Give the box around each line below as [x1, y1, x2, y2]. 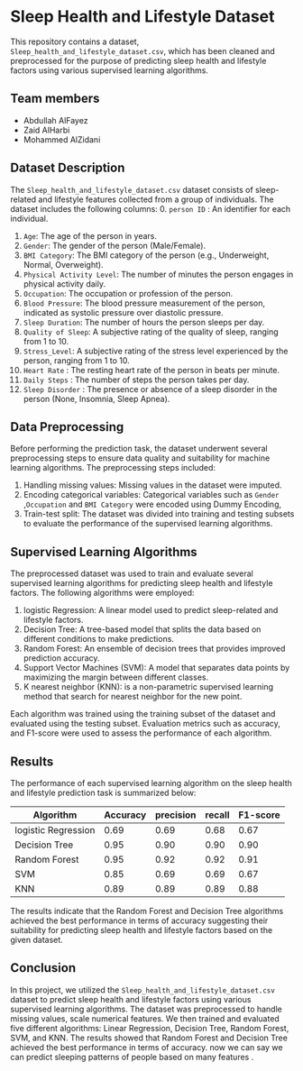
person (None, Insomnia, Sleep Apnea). [23, 393, 170, 404]
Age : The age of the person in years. [23, 230, 157, 241]
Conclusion [10, 960, 77, 975]
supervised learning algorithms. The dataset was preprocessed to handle [10, 1003, 282, 1014]
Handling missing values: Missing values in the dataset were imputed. [23, 480, 282, 490]
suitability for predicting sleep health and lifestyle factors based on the [10, 925, 273, 935]
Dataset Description [10, 160, 125, 176]
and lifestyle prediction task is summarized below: [10, 787, 197, 798]
